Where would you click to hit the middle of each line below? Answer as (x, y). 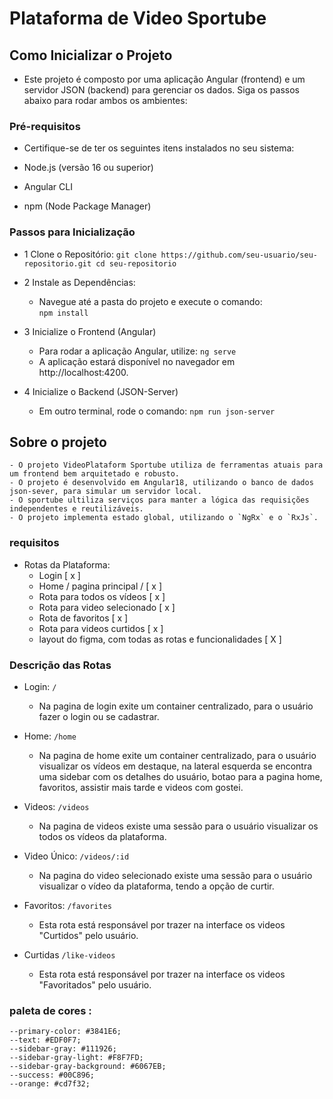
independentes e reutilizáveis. (76, 509)
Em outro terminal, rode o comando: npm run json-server (157, 411)
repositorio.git (57, 263)
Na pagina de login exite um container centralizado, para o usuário (176, 706)
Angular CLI (48, 187)
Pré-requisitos (45, 126)
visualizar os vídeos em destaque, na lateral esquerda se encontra (175, 766)
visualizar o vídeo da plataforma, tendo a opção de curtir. (156, 886)
